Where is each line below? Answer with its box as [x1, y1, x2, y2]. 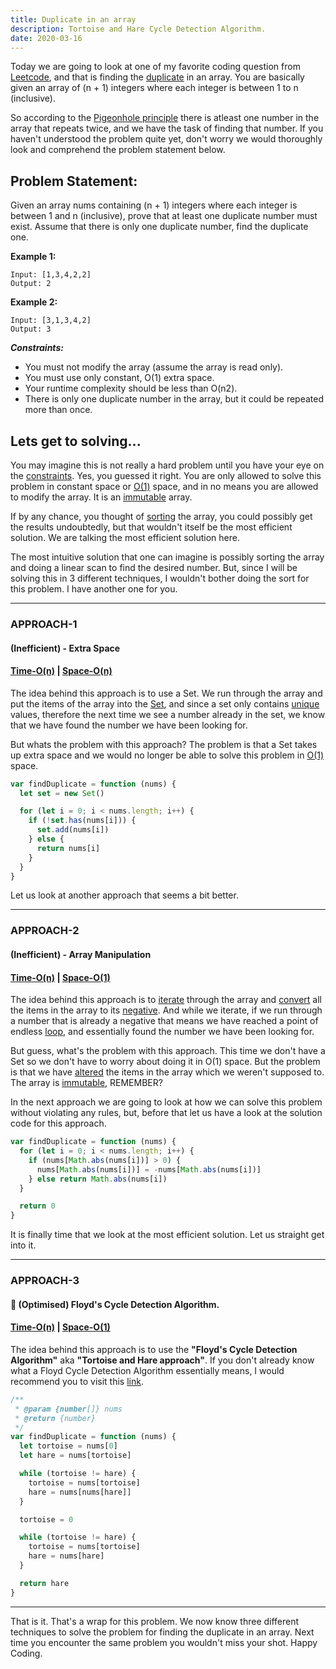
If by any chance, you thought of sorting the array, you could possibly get [10, 511, 313, 522]
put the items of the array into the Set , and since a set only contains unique [10, 697, 320, 710]
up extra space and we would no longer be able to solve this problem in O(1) [10, 749, 325, 761]
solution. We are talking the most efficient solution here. [10, 532, 240, 543]
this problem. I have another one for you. [10, 583, 178, 595]
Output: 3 [10, 324, 52, 335]
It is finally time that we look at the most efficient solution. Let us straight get [10, 1229, 325, 1241]
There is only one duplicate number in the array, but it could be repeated [24, 393, 325, 405]
